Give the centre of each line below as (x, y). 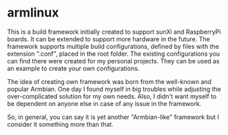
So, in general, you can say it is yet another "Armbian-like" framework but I (113, 117)
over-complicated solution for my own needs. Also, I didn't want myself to (112, 96)
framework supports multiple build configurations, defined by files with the (113, 46)
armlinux (33, 13)
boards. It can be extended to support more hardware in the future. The (108, 39)
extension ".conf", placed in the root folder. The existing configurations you (114, 54)
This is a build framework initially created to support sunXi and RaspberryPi (114, 32)
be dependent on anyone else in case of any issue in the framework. (104, 103)
